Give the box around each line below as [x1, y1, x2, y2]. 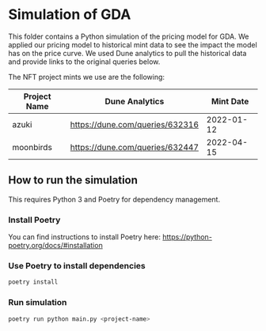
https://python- [161, 232, 212, 242]
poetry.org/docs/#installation [8, 241, 103, 250]
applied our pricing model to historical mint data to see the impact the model [8, 39, 257, 49]
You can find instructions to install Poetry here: [8, 232, 161, 242]
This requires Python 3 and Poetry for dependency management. [8, 194, 220, 204]
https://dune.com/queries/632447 [70, 141, 199, 152]
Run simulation [8, 297, 67, 308]
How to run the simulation [8, 174, 139, 187]
